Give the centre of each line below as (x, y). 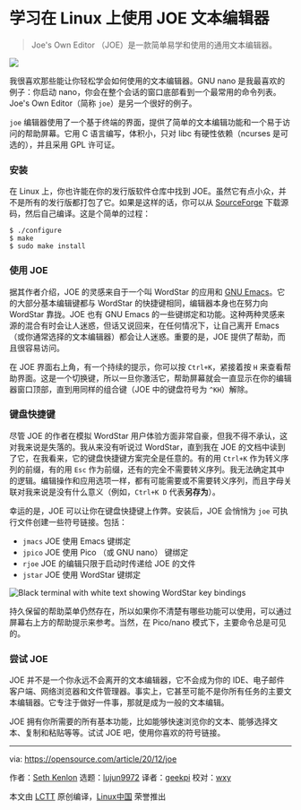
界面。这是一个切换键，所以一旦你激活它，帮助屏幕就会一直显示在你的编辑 (154, 378)
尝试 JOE (29, 659)
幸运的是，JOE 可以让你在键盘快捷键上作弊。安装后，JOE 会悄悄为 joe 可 (145, 511)
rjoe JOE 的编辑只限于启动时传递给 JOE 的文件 (109, 563)
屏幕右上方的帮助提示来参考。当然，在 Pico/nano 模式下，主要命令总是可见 (148, 622)
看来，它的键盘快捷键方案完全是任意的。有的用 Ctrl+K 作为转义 (164, 458)
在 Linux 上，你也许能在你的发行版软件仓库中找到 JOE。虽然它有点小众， (144, 191)
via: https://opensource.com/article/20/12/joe (93, 759)
